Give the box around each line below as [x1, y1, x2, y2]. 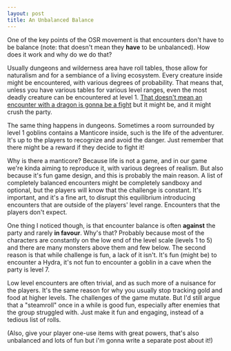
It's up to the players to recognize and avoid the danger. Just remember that [7, 135, 224, 144]
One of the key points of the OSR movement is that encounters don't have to [7, 35, 224, 44]
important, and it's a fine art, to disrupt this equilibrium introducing [7, 193, 196, 201]
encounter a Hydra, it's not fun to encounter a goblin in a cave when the [7, 258, 212, 266]
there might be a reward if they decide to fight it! [7, 143, 145, 151]
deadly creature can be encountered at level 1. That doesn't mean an [7, 93, 203, 101]
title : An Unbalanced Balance [7, 17, 94, 23]
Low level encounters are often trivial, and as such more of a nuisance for [7, 278, 216, 287]
